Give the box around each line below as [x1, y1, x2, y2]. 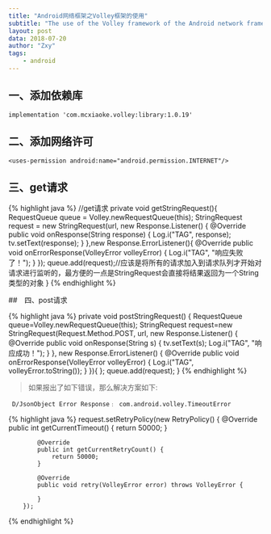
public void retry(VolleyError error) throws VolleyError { [37, 481, 244, 490]
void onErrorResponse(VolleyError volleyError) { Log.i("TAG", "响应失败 [8, 248, 244, 258]
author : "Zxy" [8, 42, 56, 50]
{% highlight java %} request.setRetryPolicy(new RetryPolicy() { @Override [8, 414, 258, 424]
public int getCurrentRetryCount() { [37, 446, 164, 454]
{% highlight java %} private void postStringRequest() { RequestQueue [8, 312, 243, 322]
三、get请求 [8, 180, 69, 194]
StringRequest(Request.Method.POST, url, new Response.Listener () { [8, 329, 239, 338]
